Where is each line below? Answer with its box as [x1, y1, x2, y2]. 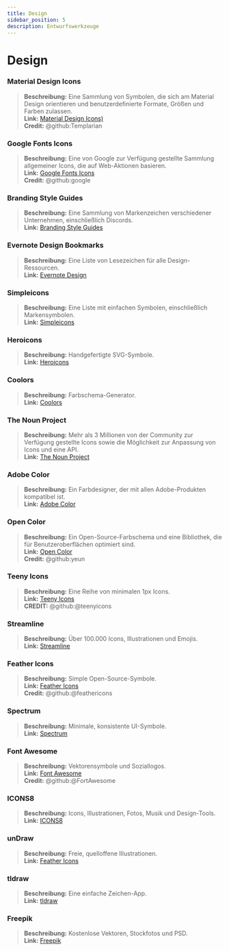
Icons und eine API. [23, 445, 79, 454]
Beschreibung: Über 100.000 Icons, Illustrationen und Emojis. [23, 635, 198, 643]
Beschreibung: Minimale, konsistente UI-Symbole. [23, 722, 167, 730]
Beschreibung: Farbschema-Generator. [23, 390, 137, 399]
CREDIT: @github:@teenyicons [23, 602, 112, 610]
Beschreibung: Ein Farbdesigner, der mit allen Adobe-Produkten [23, 485, 206, 494]
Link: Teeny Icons [23, 594, 75, 602]
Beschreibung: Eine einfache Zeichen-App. [23, 889, 147, 897]
